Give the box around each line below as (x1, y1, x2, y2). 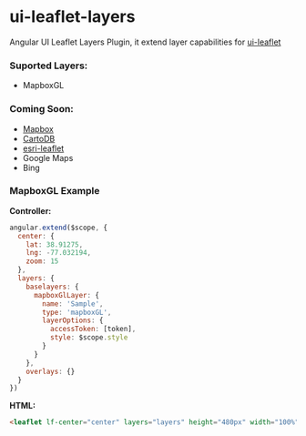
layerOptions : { (42, 316, 104, 325)
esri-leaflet (22, 143, 65, 154)
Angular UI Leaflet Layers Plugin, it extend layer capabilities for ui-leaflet (9, 36, 281, 47)
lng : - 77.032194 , (25, 248, 92, 258)
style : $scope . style (49, 333, 128, 342)
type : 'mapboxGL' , (42, 308, 112, 317)
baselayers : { (25, 282, 79, 291)
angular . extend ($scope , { (9, 223, 107, 232)
